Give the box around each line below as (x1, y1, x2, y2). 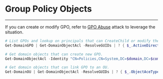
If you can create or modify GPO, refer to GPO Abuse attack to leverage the (5, 24, 156, 30)
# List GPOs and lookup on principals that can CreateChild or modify (5, 38, 151, 43)
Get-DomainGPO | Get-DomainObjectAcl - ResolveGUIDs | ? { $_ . (5, 43, 133, 48)
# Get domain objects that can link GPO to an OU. (5, 65, 110, 70)
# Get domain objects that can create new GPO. (5, 52, 103, 57)
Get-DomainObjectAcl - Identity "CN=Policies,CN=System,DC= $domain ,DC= (5, 56, 151, 61)
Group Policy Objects (5, 3, 92, 15)
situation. (5, 29, 24, 35)
